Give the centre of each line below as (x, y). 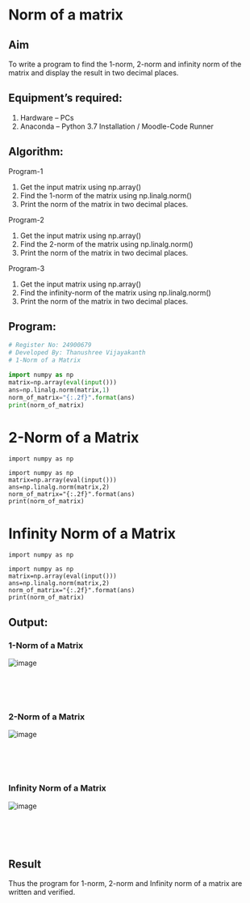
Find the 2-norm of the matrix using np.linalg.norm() (106, 244)
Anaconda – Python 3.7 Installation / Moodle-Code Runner (117, 126)
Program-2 (26, 219)
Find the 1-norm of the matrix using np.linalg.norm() (106, 195)
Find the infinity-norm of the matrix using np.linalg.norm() (115, 292)
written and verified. (42, 892)
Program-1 (26, 171)
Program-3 (27, 268)
